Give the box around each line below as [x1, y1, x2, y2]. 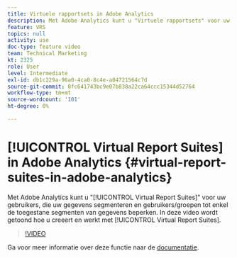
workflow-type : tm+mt [7, 89, 72, 96]
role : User [7, 63, 40, 70]
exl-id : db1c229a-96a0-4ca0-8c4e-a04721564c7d [7, 76, 148, 84]
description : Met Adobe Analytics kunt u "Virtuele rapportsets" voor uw [7, 17, 231, 24]
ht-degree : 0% [7, 103, 50, 110]
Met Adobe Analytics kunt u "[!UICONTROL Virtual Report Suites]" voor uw [7, 193, 226, 201]
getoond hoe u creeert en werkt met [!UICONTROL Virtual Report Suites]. [7, 215, 221, 224]
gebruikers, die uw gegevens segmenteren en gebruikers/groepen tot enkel [7, 200, 228, 209]
